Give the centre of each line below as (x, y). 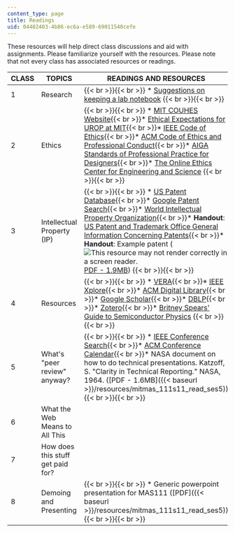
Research (57, 95)
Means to (56, 427)
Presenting (59, 511)
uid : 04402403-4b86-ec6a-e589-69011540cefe (72, 27)
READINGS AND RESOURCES (156, 79)
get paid (55, 464)
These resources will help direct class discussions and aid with (98, 47)
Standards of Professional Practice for (147, 154)
